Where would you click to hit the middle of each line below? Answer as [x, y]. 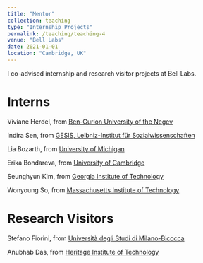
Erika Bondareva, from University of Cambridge [76, 163]
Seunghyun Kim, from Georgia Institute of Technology [86, 176]
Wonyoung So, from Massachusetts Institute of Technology [93, 190]
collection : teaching [39, 21]
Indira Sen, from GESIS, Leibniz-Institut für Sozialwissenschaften [101, 135]
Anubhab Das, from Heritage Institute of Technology [83, 252]
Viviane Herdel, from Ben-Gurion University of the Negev [90, 122]
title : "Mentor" [31, 14]
